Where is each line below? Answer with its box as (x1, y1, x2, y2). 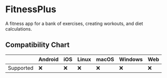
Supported (8, 64, 34, 71)
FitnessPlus (5, 4, 56, 15)
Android (38, 56, 59, 63)
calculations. (5, 25, 32, 32)
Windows (119, 56, 143, 63)
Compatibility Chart (5, 41, 70, 49)
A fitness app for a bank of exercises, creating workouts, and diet (5, 20, 143, 27)
